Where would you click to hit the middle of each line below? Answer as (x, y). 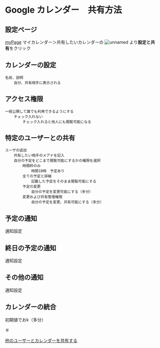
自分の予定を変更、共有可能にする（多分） (67, 202)
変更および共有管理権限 (43, 197)
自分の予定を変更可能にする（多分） (62, 192)
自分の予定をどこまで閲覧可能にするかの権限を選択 (57, 161)
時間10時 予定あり (48, 171)
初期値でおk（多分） (26, 320)
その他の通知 (24, 277)
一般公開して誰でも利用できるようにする (39, 111)
